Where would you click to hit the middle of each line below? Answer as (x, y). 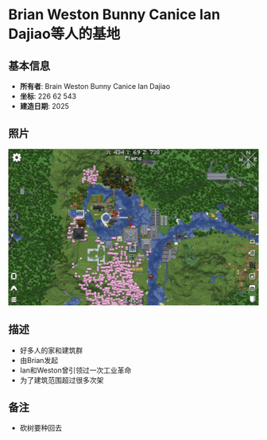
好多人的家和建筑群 (51, 350)
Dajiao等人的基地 (64, 34)
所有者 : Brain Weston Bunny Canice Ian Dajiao (95, 86)
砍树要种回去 (41, 428)
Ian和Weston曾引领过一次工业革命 (75, 370)
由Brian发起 (39, 360)
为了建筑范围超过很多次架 (62, 380)
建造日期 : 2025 (44, 106)
